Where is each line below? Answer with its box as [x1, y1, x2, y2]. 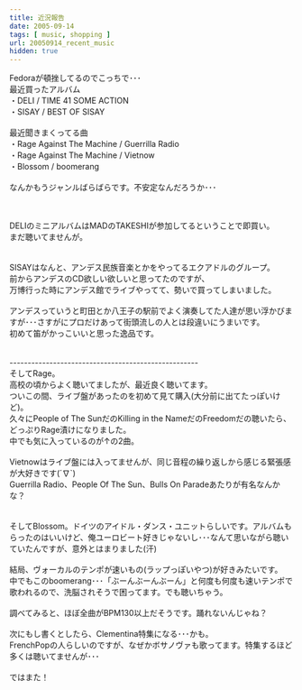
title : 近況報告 [9, 13, 65, 23]
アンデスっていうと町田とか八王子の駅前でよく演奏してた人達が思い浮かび [9, 306, 286, 317]
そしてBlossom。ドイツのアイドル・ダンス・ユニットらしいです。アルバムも [9, 520, 293, 532]
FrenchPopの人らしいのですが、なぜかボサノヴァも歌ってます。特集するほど [9, 639, 293, 650]
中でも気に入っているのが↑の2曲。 [9, 436, 140, 446]
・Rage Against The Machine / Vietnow [9, 150, 155, 161]
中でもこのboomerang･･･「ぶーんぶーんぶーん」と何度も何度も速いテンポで [9, 575, 293, 586]
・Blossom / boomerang [9, 161, 100, 172]
